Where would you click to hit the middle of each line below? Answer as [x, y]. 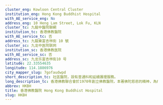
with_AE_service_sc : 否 [29, 54]
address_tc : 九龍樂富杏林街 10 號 [37, 41]
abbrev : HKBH [18, 86]
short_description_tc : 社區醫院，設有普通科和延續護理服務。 [61, 77]
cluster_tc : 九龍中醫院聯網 [31, 28]
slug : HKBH [16, 95]
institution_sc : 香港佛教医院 [33, 50]
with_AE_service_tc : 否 [29, 37]
